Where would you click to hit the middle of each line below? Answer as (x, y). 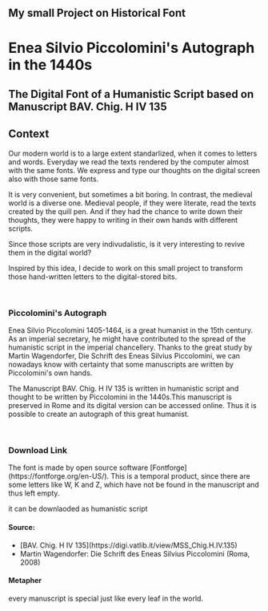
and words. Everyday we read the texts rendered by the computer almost (129, 162)
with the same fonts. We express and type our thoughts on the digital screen (134, 170)
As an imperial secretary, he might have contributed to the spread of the (127, 339)
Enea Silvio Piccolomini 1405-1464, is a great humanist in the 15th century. (131, 330)
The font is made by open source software (78, 467)
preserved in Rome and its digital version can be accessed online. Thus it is (133, 406)
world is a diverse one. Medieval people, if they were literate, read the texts (132, 203)
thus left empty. (34, 493)
